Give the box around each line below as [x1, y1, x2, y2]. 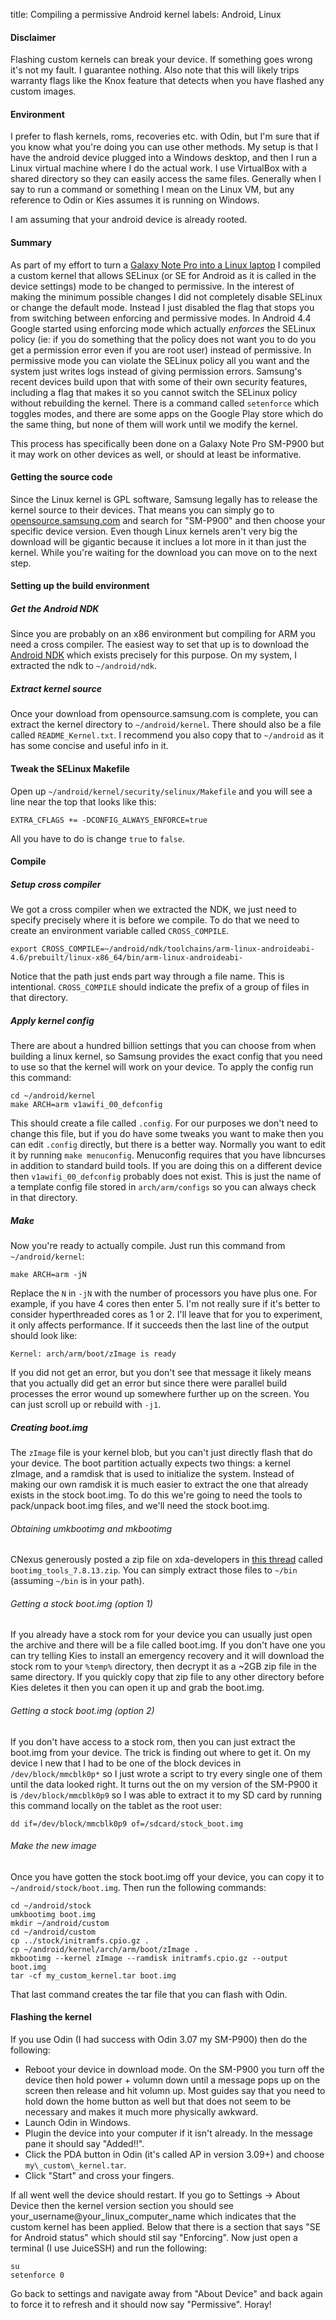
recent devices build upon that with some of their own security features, [10, 375, 308, 388]
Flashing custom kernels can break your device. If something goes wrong [10, 54, 313, 66]
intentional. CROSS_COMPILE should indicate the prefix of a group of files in [10, 981, 310, 993]
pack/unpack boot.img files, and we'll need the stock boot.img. [10, 1500, 270, 1512]
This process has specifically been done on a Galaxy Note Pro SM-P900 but [10, 437, 325, 449]
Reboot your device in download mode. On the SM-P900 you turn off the [24, 2064, 325, 2076]
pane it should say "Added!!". [24, 2138, 145, 2150]
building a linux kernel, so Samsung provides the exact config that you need [10, 1050, 323, 1063]
